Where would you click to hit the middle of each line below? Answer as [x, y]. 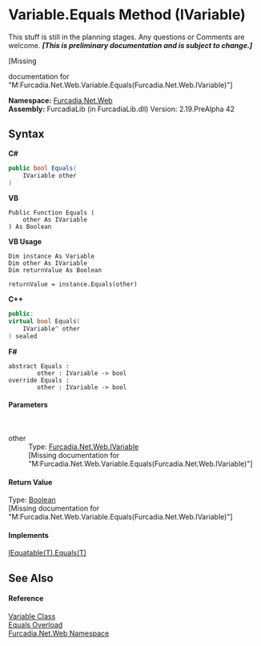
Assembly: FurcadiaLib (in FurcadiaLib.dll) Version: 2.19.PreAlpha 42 [121, 109]
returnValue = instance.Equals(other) [73, 285]
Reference [26, 599]
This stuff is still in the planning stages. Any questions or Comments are [126, 37]
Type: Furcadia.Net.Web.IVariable [84, 447]
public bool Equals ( [43, 168]
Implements [29, 535]
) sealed [23, 336]
